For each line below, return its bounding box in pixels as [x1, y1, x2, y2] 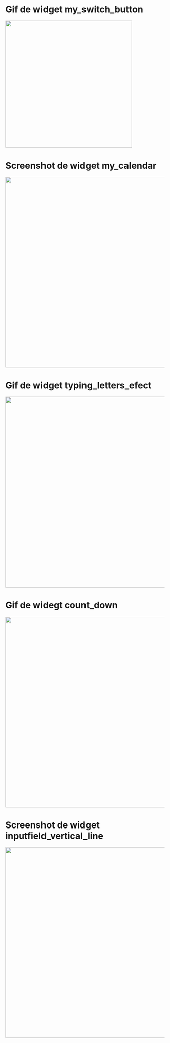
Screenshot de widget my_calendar [5, 160, 157, 171]
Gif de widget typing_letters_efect [5, 380, 152, 391]
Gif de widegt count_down [5, 600, 118, 611]
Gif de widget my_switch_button [5, 4, 143, 15]
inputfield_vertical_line [5, 830, 104, 842]
